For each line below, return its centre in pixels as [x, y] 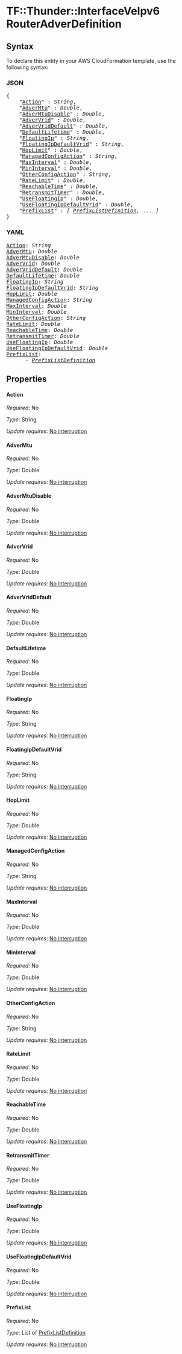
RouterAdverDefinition [64, 24]
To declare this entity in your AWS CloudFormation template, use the [91, 61]
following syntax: [27, 67]
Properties [27, 379]
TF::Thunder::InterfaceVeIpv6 [83, 11]
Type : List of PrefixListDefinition [46, 1332]
